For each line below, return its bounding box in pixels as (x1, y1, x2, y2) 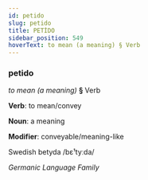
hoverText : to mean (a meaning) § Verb (8, 41, 141, 49)
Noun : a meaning (8, 116, 65, 126)
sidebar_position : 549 (8, 33, 84, 42)
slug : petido (8, 19, 52, 27)
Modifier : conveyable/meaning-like (8, 132, 125, 142)
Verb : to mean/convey (8, 101, 82, 111)
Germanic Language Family (8, 162, 99, 172)
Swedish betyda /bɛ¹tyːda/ (8, 147, 95, 157)
